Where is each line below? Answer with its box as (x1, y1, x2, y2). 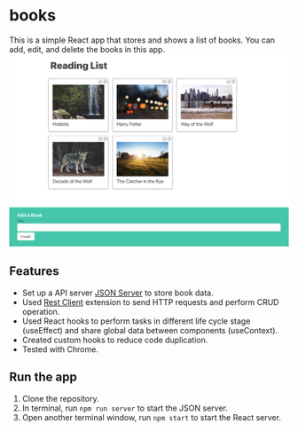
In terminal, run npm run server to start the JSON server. (21, 403, 228, 413)
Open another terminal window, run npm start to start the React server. (21, 411, 282, 422)
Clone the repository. (21, 393, 99, 404)
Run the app (9, 370, 77, 385)
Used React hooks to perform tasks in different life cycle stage (21, 316, 251, 326)
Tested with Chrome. (21, 343, 99, 355)
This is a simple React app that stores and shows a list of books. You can (9, 35, 276, 45)
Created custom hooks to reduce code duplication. (21, 334, 208, 345)
